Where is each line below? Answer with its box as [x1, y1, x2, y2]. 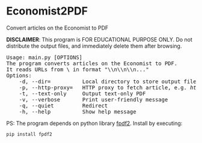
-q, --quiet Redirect [19, 102, 108, 109]
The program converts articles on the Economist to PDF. [6, 60, 178, 67]
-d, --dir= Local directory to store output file [19, 78, 197, 85]
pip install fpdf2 [6, 131, 52, 137]
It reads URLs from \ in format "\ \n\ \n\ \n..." [6, 66, 149, 73]
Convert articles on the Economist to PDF [6, 24, 109, 31]
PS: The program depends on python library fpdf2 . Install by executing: [6, 119, 183, 127]
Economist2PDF [6, 4, 88, 18]
